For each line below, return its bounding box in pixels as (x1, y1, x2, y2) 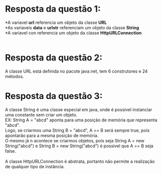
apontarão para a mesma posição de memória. (5, 133, 99, 138)
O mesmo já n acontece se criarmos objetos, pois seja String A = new (5, 137, 145, 143)
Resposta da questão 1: (5, 3, 101, 15)
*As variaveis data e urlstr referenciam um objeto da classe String (5, 24, 140, 30)
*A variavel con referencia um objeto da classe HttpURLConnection (5, 30, 142, 36)
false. (5, 148, 16, 154)
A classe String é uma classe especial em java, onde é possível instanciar (5, 106, 152, 113)
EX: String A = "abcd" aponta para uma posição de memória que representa (5, 117, 158, 123)
